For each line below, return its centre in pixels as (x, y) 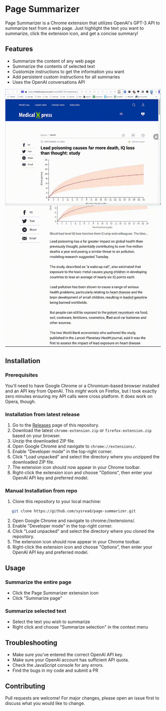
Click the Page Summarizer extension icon (55, 593)
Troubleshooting (31, 643)
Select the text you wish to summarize (51, 622)
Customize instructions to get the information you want (68, 71)
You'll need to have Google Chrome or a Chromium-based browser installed (82, 386)
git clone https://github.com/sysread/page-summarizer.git (74, 511)
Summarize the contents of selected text (54, 66)
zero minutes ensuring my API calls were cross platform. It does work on (79, 396)
